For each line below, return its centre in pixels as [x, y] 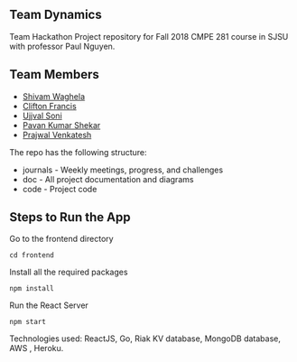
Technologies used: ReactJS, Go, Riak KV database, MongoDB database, [145, 339]
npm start [28, 322]
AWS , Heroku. [37, 348]
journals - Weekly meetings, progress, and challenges [123, 170]
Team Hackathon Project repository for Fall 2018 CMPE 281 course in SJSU [149, 36]
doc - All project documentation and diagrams [108, 179]
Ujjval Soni [42, 116]
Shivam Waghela [54, 96]
